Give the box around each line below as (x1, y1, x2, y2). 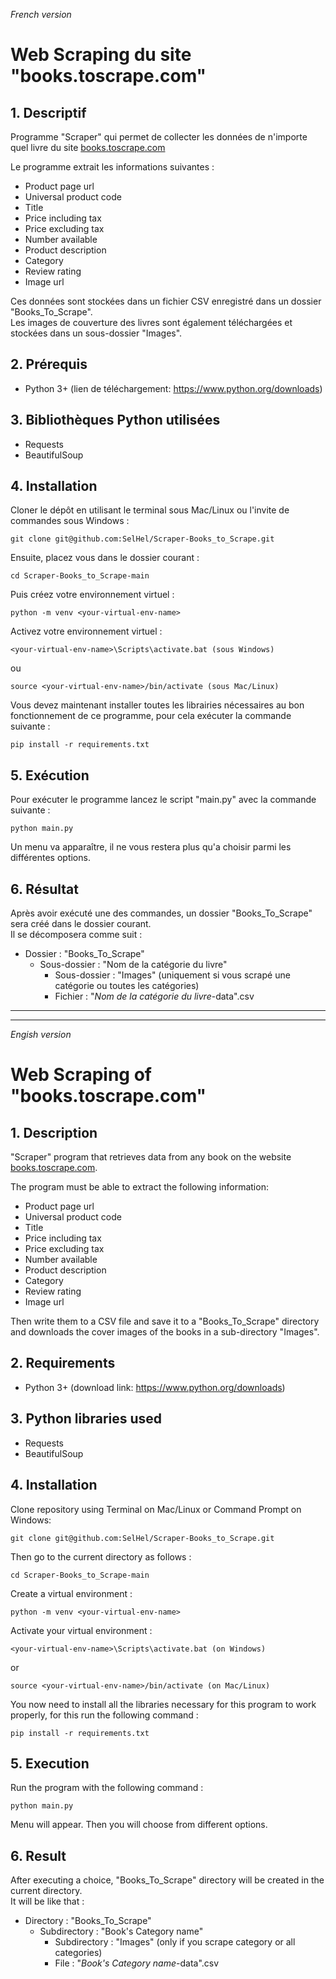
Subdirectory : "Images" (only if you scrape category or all (54, 1936, 296, 1948)
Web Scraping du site (10, 44, 192, 66)
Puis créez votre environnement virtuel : (10, 589, 175, 601)
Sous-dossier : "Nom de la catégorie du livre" (39, 959, 228, 971)
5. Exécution (10, 767, 90, 784)
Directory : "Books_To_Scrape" (24, 1915, 152, 1927)
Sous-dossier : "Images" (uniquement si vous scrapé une (54, 969, 291, 981)
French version (10, 9, 72, 20)
